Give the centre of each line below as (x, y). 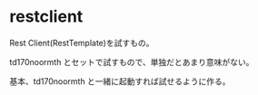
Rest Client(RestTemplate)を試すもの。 (82, 43)
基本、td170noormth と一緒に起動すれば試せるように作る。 (120, 81)
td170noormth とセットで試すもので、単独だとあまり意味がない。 (132, 62)
